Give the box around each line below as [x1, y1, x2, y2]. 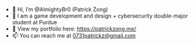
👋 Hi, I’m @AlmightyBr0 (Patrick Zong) [12, 6, 108, 13]
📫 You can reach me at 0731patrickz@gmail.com [12, 32, 136, 39]
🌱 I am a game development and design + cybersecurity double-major [12, 12, 189, 19]
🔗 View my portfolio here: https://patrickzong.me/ [12, 25, 137, 32]
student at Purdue [12, 19, 58, 26]
